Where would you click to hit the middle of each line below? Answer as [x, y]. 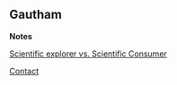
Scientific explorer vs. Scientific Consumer [88, 54]
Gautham [36, 15]
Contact [24, 71]
